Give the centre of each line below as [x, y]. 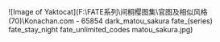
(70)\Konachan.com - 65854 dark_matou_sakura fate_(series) [111, 21]
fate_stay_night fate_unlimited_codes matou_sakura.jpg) [101, 29]
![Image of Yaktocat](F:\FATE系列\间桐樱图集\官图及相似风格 [108, 12]
